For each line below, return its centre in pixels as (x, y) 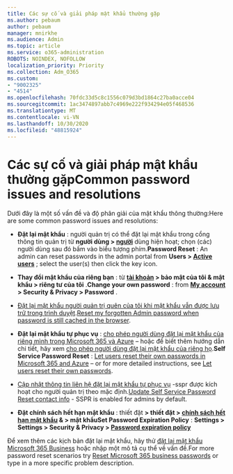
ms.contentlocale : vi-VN (43, 117)
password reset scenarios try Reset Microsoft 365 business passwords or (113, 456)
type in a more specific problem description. (71, 463)
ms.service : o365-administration (56, 53)
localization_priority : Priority (56, 65)
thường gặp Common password (98, 179)
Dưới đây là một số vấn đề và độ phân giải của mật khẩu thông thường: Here (115, 214)
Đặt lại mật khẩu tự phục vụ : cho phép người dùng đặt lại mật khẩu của (120, 334)
